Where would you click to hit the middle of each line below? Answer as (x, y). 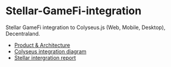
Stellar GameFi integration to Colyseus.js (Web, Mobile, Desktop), (85, 27)
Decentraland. (23, 33)
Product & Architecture (42, 45)
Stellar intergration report (45, 58)
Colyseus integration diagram (50, 51)
